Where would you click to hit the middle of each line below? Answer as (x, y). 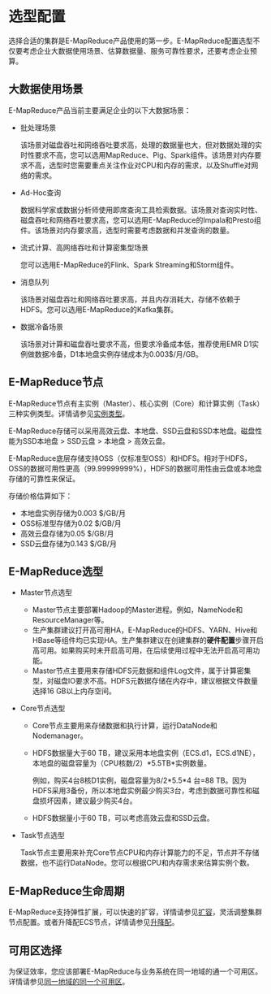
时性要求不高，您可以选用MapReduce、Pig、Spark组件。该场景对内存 (137, 154)
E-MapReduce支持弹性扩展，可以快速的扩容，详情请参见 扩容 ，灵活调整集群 (135, 912)
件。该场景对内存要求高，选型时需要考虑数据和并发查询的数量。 (127, 230)
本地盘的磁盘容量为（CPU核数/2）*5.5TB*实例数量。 (122, 763)
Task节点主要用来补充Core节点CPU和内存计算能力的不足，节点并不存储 (140, 853)
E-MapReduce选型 (56, 571)
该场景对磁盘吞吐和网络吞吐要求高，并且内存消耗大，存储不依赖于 (130, 299)
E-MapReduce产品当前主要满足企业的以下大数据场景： (100, 110)
